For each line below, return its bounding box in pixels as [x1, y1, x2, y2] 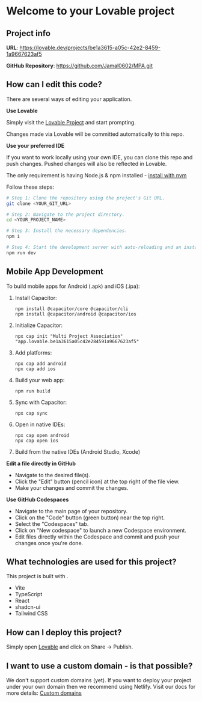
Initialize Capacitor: [14, 322, 63, 329]
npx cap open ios [14, 438, 59, 444]
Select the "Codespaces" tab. [14, 520, 89, 527]
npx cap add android [14, 361, 67, 367]
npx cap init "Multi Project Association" [14, 333, 123, 339]
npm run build [14, 388, 50, 394]
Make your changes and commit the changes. [14, 484, 129, 491]
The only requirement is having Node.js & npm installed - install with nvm [6, 171, 187, 179]
